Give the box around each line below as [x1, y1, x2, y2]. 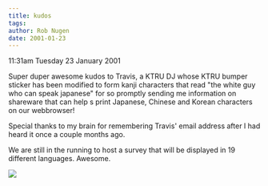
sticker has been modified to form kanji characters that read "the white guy [8, 80, 256, 90]
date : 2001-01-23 [8, 34, 66, 42]
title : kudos [8, 11, 52, 20]
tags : [8, 19, 26, 27]
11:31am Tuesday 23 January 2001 [8, 56, 122, 66]
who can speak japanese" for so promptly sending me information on [8, 89, 237, 99]
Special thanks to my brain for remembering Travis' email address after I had [8, 121, 261, 131]
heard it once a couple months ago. [8, 130, 126, 139]
